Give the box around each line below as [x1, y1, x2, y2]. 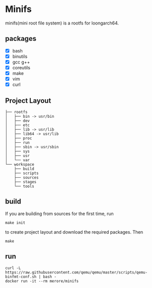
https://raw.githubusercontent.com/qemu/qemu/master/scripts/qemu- [5, 270, 148, 275]
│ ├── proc [5, 136, 32, 141]
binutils [12, 53, 28, 59]
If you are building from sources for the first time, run [5, 211, 114, 217]
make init [5, 220, 26, 225]
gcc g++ [12, 59, 30, 65]
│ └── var [5, 158, 30, 163]
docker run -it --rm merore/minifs [5, 279, 79, 284]
